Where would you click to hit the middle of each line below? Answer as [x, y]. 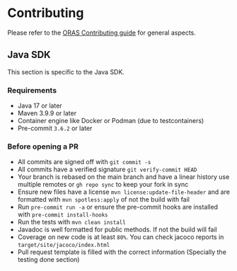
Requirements [32, 90]
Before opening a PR [43, 146]
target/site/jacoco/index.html [64, 246]
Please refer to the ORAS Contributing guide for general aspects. [102, 33]
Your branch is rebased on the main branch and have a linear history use [123, 177]
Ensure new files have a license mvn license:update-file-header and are [123, 192]
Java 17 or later [40, 106]
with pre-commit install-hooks [63, 214]
